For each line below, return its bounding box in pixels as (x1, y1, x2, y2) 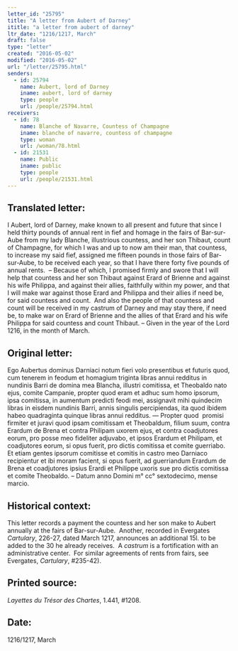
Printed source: (7, 577, 77, 589)
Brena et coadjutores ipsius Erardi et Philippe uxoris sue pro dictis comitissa (7, 464, 229, 473)
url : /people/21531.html (20, 176, 93, 183)
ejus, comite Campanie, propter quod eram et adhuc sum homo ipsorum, (7, 389, 220, 397)
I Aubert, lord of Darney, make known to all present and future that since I (7, 221, 222, 230)
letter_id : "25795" (7, 10, 65, 18)
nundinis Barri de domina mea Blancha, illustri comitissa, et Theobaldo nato (7, 381, 227, 389)
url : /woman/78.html (20, 143, 81, 150)
